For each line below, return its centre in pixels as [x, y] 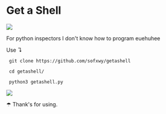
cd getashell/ [27, 71]
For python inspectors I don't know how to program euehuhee [83, 38]
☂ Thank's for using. [32, 104]
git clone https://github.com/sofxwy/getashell [70, 61]
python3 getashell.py [36, 82]
